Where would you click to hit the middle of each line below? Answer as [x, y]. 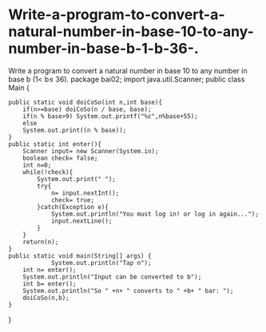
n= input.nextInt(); [85, 193]
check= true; [72, 200]
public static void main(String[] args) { [80, 256]
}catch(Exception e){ [73, 207]
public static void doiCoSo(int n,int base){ [85, 102]
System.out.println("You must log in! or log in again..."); [155, 214]
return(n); [41, 242]
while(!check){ [48, 172]
